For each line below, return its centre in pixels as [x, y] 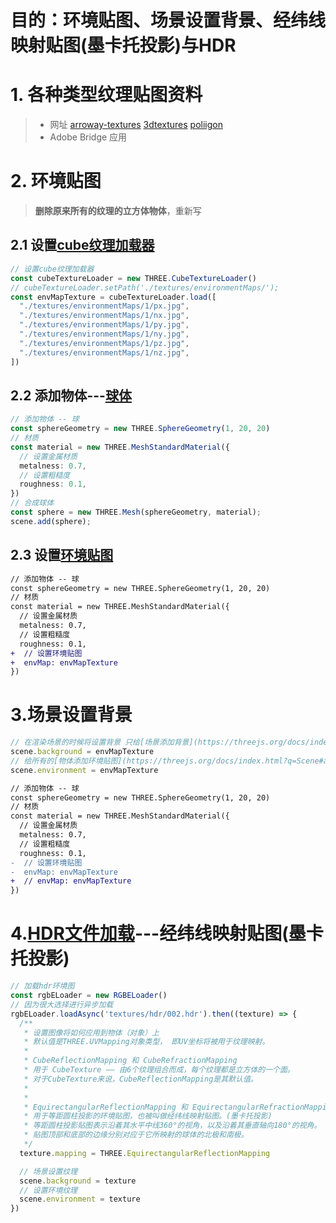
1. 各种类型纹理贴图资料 [106, 95]
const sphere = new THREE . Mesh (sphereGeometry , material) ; [136, 512]
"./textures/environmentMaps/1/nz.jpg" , [104, 352]
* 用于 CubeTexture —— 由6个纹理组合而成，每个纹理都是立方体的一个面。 [159, 1070]
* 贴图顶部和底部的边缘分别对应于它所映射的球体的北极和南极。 [136, 1135]
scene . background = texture [78, 1181]
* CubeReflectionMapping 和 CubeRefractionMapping [130, 1061]
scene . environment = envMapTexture [84, 770]
